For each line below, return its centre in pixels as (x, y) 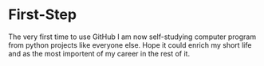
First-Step (43, 15)
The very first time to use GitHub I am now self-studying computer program (132, 37)
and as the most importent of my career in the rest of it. (99, 53)
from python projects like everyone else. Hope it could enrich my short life (130, 45)
